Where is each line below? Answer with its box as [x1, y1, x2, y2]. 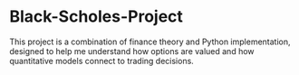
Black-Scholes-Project [9, 6, 184, 27]
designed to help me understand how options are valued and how [9, 45, 256, 56]
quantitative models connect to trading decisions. [9, 55, 195, 66]
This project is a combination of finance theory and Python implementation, [9, 36, 292, 47]
